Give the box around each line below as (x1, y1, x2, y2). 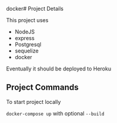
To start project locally (6, 98, 61, 105)
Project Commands (6, 82, 79, 93)
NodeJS (14, 28, 35, 35)
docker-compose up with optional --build (6, 110, 105, 117)
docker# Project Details (6, 5, 64, 12)
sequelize (14, 47, 39, 54)
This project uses (6, 17, 49, 23)
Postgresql (14, 41, 42, 48)
